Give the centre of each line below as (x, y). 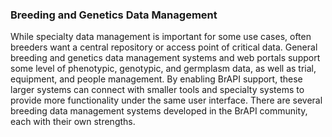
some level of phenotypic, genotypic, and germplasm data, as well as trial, (163, 69)
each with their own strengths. (73, 122)
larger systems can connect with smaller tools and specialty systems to (157, 90)
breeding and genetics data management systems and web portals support (165, 58)
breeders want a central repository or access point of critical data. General (164, 47)
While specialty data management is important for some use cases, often (161, 37)
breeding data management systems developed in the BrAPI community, (159, 111)
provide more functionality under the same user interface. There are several (166, 100)
